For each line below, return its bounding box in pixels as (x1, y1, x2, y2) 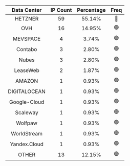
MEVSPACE (12, 35, 41, 42)
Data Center (11, 7, 42, 13)
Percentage (76, 7, 106, 13)
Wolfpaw (16, 120, 37, 127)
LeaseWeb (14, 66, 39, 74)
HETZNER (14, 15, 39, 22)
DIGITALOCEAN (8, 88, 46, 95)
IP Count (50, 7, 72, 13)
